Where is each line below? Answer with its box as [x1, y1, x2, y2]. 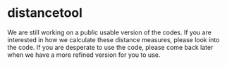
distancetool [7, 5, 83, 21]
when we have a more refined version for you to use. [7, 51, 161, 59]
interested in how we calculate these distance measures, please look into [7, 35, 220, 44]
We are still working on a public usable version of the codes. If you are [7, 28, 211, 37]
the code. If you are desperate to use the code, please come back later [7, 43, 214, 51]
